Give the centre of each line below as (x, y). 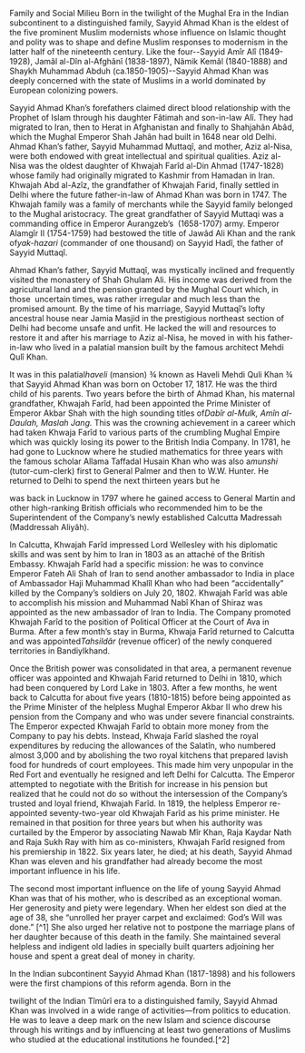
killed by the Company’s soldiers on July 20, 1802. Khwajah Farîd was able (148, 593)
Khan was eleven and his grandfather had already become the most (136, 861)
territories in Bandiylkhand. (60, 651)
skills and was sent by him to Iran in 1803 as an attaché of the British (138, 554)
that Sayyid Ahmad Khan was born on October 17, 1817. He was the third (143, 384)
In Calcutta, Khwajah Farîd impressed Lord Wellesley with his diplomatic (144, 545)
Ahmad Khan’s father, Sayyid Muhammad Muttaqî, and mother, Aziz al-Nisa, (151, 146)
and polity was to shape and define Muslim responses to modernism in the (149, 42)
